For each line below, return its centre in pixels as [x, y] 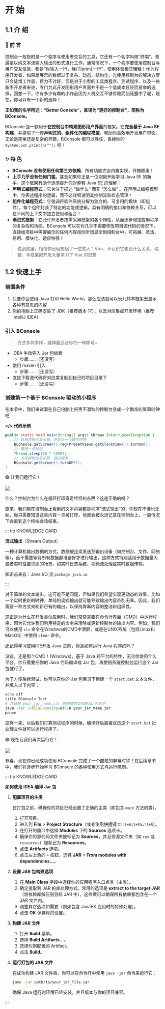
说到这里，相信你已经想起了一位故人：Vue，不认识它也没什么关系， [86, 249]
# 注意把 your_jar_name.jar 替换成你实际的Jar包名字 [55, 704]
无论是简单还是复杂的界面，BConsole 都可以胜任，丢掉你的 [65, 139]
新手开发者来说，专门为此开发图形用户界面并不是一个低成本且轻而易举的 [78, 87]
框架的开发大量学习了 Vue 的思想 [63, 255]
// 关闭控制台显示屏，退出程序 [41, 458]
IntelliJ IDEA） [27, 317]
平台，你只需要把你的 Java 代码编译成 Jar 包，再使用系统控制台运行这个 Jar [82, 663]
